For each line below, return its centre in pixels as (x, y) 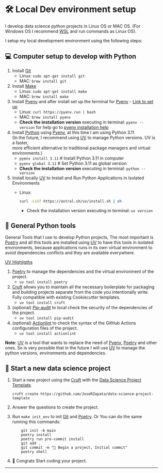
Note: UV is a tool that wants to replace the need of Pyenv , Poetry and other (81, 343)
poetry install (36, 435)
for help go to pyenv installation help (72, 127)
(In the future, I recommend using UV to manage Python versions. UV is (83, 137)
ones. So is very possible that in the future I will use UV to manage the (75, 348)
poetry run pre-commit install (53, 439)
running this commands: (36, 422)
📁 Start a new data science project (58, 368)
